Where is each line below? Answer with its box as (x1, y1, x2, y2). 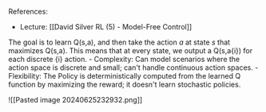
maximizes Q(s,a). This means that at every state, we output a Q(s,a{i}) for (8, 46, 253, 55)
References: (8, 7, 48, 16)
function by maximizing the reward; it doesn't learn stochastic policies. (8, 79, 241, 89)
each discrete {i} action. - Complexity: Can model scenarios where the (8, 55, 240, 64)
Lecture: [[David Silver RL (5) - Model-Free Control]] (19, 22, 193, 31)
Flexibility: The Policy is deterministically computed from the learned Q (8, 71, 241, 80)
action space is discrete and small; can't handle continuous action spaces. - (8, 63, 259, 72)
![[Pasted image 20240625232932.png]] (8, 95, 143, 104)
